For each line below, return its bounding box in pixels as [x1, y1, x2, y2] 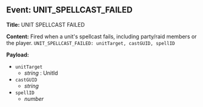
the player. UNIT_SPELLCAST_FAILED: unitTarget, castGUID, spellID [6, 39, 175, 46]
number [24, 95, 44, 102]
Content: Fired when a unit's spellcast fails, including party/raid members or [6, 33, 197, 40]
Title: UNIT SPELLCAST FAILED [6, 21, 85, 28]
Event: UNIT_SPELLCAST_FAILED [6, 5, 133, 15]
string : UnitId [24, 69, 59, 77]
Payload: [6, 51, 29, 58]
